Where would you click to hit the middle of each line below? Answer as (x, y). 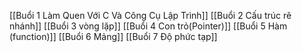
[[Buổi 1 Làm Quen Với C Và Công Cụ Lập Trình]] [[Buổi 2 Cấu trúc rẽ (150, 15)
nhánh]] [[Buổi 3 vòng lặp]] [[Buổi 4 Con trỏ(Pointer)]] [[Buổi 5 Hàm (148, 26)
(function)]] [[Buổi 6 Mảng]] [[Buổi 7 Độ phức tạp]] (113, 36)
